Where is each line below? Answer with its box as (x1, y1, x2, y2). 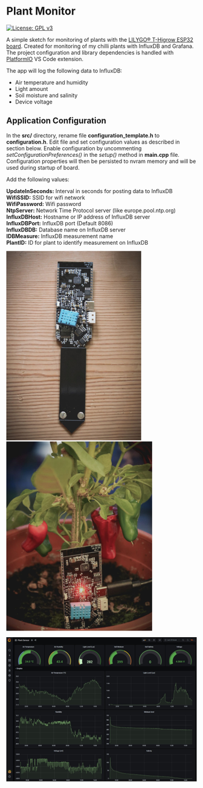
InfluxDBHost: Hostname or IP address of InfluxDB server (6, 213, 150, 220)
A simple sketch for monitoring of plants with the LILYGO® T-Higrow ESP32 (6, 36, 193, 43)
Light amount (14, 85, 48, 92)
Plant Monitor (6, 4, 76, 18)
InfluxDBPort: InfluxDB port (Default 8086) (6, 219, 114, 227)
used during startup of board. (6, 164, 80, 171)
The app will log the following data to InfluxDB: (6, 67, 123, 74)
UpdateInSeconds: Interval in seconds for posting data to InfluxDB (6, 187, 173, 194)
